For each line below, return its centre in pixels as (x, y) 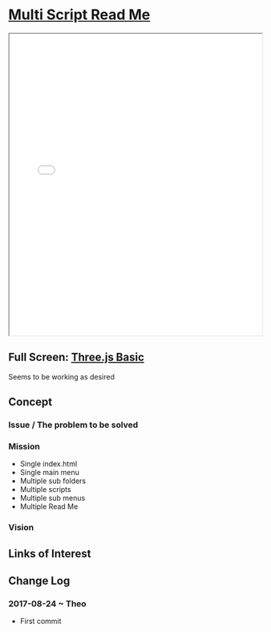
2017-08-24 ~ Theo (47, 603)
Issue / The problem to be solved (73, 425)
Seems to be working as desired (61, 376)
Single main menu (50, 473)
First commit (40, 622)
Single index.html (49, 464)
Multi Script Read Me (79, 15)
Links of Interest (50, 554)
